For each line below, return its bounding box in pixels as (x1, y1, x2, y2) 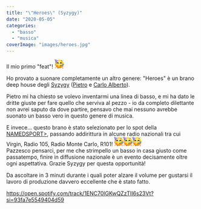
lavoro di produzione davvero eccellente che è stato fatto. (6, 178, 150, 185)
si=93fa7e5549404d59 (6, 196, 65, 203)
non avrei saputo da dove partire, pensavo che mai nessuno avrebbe (6, 106, 177, 113)
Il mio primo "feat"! (6, 63, 53, 70)
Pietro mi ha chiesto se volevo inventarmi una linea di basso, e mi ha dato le (6, 93, 195, 100)
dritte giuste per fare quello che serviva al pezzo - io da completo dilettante (6, 99, 194, 106)
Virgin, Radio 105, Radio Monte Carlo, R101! (6, 141, 113, 148)
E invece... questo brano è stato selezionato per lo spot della (6, 124, 157, 131)
